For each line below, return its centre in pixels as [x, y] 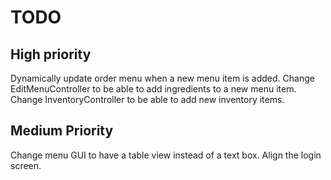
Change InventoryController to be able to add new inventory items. [147, 99]
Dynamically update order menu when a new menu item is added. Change [162, 78]
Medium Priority [62, 131]
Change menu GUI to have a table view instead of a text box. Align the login [166, 155]
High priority [51, 54]
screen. [26, 165]
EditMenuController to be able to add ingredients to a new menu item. [153, 89]
